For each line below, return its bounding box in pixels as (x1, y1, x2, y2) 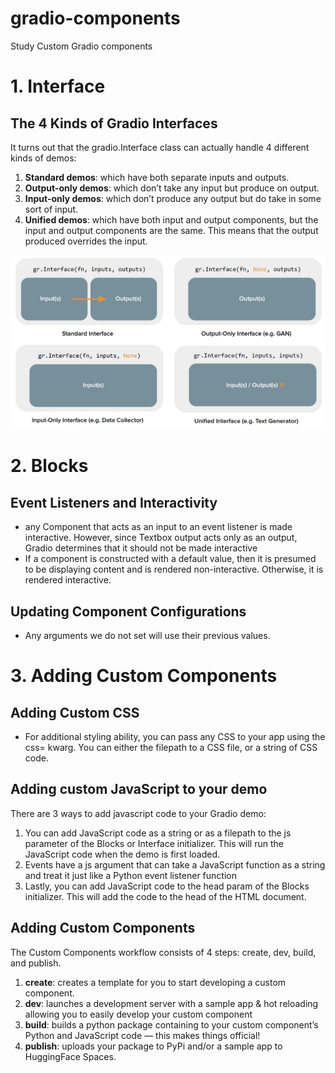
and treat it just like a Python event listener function (24, 869, 237, 881)
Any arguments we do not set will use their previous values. (24, 630, 271, 642)
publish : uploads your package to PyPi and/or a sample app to (24, 1040, 283, 1052)
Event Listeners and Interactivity (10, 494, 218, 511)
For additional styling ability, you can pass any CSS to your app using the (24, 731, 326, 743)
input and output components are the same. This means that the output (24, 224, 319, 236)
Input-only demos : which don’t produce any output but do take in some (24, 192, 322, 204)
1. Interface (10, 75, 106, 98)
